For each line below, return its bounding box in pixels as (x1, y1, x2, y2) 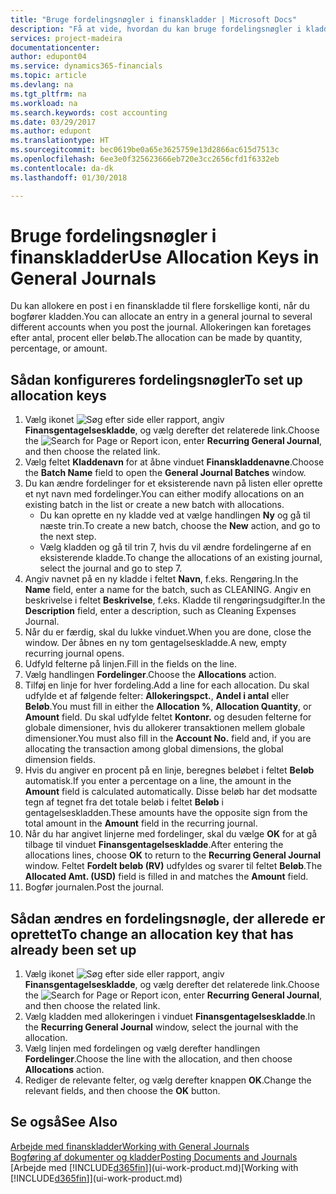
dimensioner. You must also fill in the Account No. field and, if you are (24, 732, 312, 745)
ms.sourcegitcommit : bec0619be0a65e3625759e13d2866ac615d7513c (10, 145, 280, 155)
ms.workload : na (10, 98, 78, 108)
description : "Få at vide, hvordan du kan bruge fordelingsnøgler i (10, 24, 302, 34)
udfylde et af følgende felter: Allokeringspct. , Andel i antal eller (24, 690, 290, 702)
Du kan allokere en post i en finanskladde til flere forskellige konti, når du (10, 300, 310, 312)
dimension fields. (24, 754, 96, 766)
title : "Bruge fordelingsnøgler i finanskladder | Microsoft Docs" (10, 14, 298, 25)
